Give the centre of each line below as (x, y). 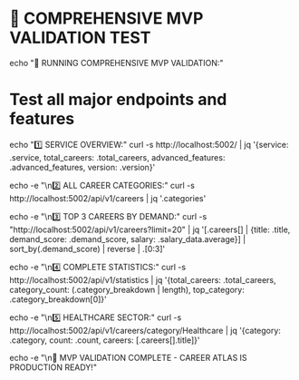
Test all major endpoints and (118, 100)
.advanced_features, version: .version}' (82, 167)
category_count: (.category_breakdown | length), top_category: (127, 289)
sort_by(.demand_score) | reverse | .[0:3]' (87, 248)
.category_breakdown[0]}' (58, 299)
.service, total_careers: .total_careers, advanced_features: (117, 157)
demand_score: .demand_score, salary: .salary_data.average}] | (128, 239)
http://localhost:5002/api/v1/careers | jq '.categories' (108, 198)
